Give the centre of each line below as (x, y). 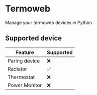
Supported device (34, 38)
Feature (25, 52)
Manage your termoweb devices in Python (48, 22)
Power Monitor (25, 85)
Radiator (17, 69)
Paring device (24, 60)
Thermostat (21, 77)
